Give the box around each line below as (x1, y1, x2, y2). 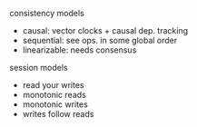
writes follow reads (22, 109, 94, 119)
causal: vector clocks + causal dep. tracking (22, 25, 189, 35)
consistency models (9, 8, 84, 18)
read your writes (22, 80, 84, 90)
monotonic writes (22, 99, 88, 110)
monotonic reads (22, 90, 86, 100)
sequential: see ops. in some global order (22, 35, 178, 45)
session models (9, 63, 68, 73)
